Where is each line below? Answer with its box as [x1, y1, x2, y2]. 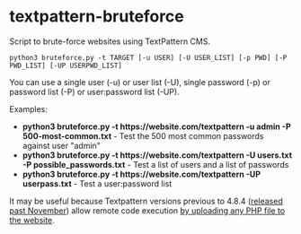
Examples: [9, 103, 48, 114]
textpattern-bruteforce [9, 6, 184, 27]
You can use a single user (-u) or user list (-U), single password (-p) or [9, 76, 271, 87]
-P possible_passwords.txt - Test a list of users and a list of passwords [22, 159, 289, 169]
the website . [9, 214, 56, 225]
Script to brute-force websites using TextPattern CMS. [9, 36, 211, 47]
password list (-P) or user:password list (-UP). [9, 86, 180, 97]
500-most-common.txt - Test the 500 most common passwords [22, 130, 264, 141]
